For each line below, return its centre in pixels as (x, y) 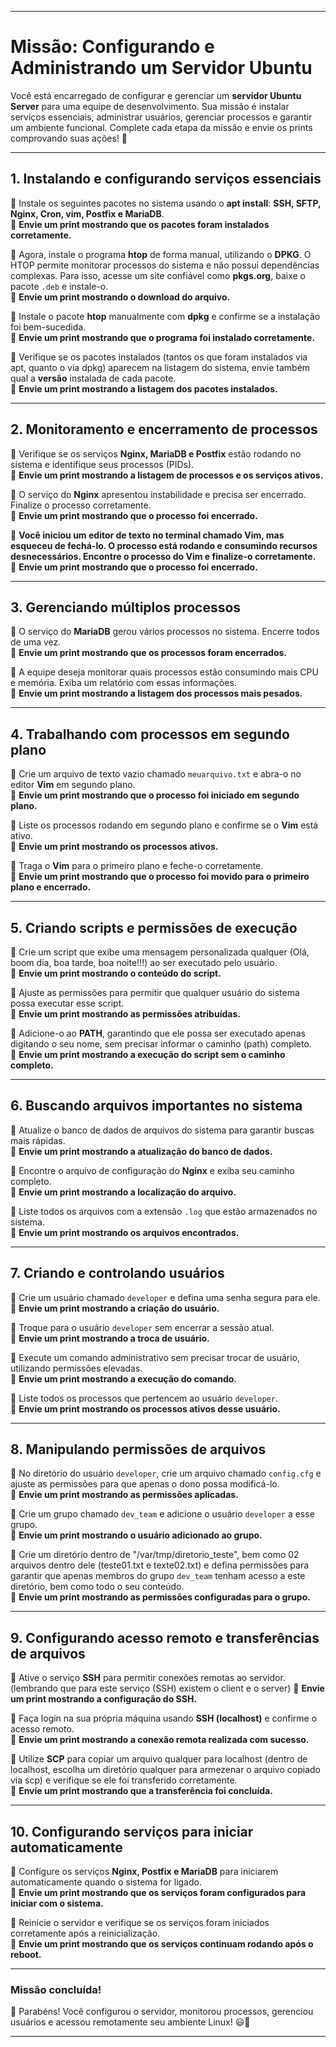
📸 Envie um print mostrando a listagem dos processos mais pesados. (156, 693)
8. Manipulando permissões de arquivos (138, 1449)
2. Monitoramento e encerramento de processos (164, 429)
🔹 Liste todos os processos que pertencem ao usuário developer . (144, 1398)
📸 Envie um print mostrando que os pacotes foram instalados (140, 224)
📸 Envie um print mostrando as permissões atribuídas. (125, 1014)
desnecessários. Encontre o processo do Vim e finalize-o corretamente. (163, 556)
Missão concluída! (56, 1989)
